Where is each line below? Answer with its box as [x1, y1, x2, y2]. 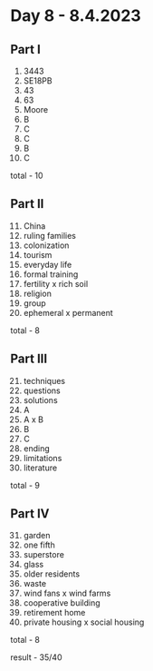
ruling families [23, 230, 76, 241]
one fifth [23, 539, 55, 550]
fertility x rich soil [23, 278, 89, 289]
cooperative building [23, 597, 100, 608]
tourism [23, 249, 53, 260]
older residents [23, 568, 81, 579]
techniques [23, 375, 66, 386]
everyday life [23, 259, 72, 270]
